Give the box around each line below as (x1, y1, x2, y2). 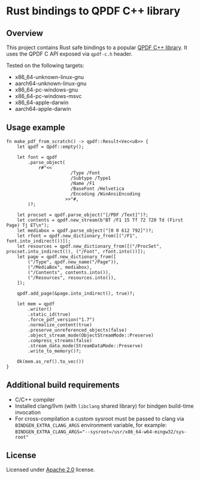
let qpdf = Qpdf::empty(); (17, 144, 84, 150)
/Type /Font (70, 169, 101, 176)
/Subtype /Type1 (70, 175, 111, 181)
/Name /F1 (70, 180, 95, 186)
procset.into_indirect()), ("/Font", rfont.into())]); (6, 248, 146, 254)
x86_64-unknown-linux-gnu (14, 74, 84, 80)
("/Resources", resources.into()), (28, 274, 117, 281)
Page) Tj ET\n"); (6, 222, 50, 228)
